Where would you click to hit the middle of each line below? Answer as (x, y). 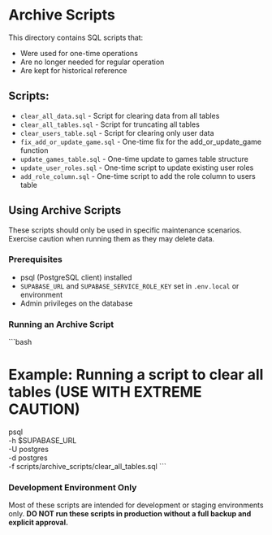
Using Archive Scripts (65, 210)
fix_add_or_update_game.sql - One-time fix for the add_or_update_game (141, 141)
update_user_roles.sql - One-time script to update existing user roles (137, 167)
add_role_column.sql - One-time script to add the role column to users (138, 176)
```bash (20, 342)
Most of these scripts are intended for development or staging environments (136, 505)
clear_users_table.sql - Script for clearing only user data (117, 133)
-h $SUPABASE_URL (43, 441)
